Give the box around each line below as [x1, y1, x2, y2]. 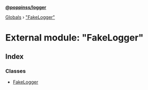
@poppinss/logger [5, 5, 47, 10]
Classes [5, 67, 26, 74]
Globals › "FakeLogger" [5, 14, 55, 20]
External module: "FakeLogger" [5, 32, 144, 44]
